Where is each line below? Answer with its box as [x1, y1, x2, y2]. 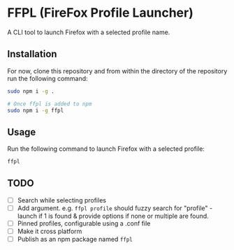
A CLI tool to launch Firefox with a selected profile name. [7, 28, 170, 36]
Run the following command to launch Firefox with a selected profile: [7, 145, 205, 153]
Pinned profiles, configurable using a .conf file [17, 219, 151, 228]
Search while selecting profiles [17, 196, 107, 204]
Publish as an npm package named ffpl [17, 235, 133, 244]
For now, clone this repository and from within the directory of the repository [7, 66, 228, 75]
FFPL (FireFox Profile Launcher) [7, 5, 193, 21]
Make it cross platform [17, 227, 82, 235]
